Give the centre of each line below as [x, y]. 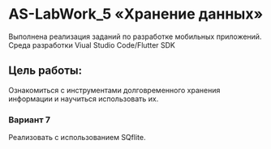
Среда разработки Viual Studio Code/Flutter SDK [92, 45]
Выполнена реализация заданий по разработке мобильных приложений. [135, 36]
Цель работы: [45, 71]
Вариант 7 [30, 120]
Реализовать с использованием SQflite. [77, 138]
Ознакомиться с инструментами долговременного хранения [114, 90]
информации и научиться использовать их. [84, 99]
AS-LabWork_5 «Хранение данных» [136, 14]
